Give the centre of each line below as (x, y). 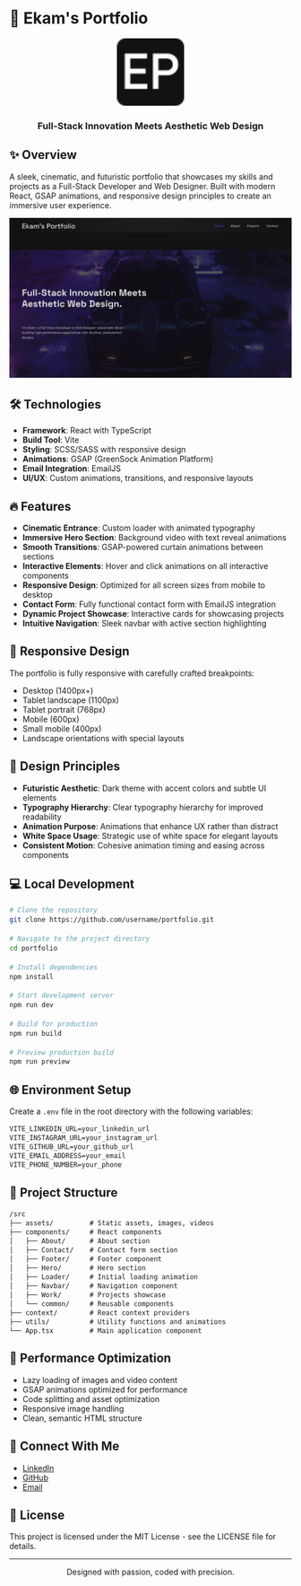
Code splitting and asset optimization (90, 1398)
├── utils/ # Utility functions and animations (118, 1322)
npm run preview (39, 1062)
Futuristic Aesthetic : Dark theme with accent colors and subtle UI (144, 788)
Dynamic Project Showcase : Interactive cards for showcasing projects (153, 614)
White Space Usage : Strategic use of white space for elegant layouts (150, 836)
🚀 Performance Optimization (90, 1358)
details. (23, 1547)
